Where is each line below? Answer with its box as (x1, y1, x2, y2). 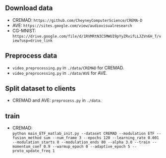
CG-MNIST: (12, 27, 36, 34)
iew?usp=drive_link (12, 38, 53, 43)
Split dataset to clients (5, 84, 76, 93)
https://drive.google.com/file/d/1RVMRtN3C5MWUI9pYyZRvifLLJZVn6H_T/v (12, 34, 162, 39)
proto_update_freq (12, 149, 51, 154)
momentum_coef (12, 144, 42, 149)
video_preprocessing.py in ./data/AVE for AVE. (12, 70, 108, 76)
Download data (5, 4, 53, 12)
